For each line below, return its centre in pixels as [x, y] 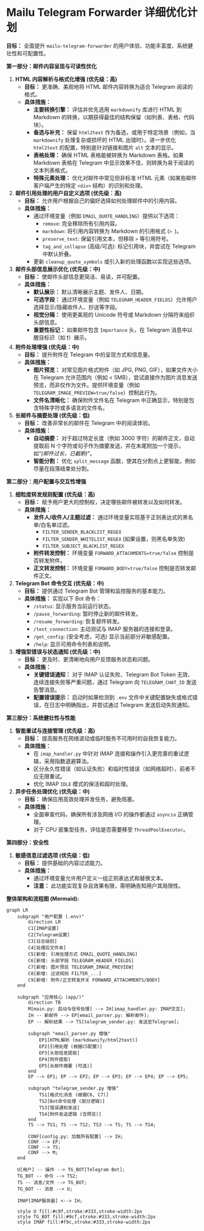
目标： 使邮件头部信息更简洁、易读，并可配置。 [83, 277]
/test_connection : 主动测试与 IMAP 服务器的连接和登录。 [104, 629]
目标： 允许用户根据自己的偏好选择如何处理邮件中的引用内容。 [102, 201]
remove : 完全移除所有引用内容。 [81, 223]
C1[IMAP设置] [44, 928]
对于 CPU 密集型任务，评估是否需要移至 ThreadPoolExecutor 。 [111, 829]
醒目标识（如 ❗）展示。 [61, 337]
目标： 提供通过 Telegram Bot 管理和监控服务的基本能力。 [96, 591]
